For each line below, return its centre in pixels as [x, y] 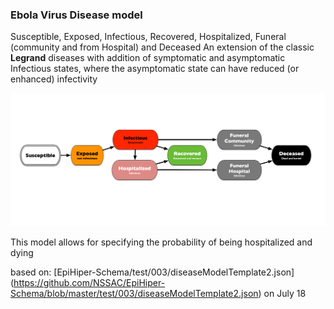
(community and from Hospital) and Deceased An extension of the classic [162, 47]
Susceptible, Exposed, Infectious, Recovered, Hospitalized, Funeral [148, 37]
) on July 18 [282, 294]
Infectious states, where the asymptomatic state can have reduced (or [155, 69]
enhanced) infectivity [54, 79]
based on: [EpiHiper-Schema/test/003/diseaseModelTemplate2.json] [152, 272]
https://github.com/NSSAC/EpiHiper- [89, 283]
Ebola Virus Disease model [76, 15]
